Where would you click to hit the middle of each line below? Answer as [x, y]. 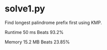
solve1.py [25, 9]
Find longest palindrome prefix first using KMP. [54, 22]
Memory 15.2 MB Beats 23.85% [37, 42]
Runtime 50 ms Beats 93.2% [34, 32]
